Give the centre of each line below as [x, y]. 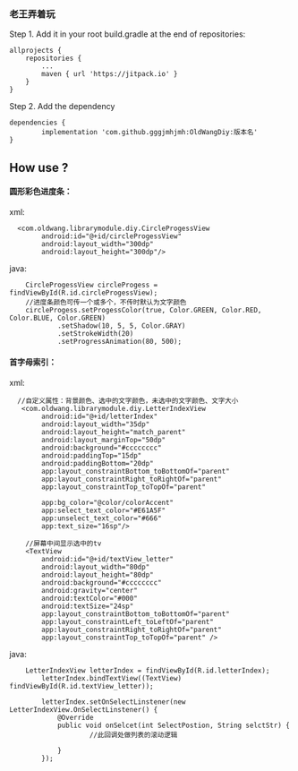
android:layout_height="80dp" [98, 575]
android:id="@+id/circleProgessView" [111, 236]
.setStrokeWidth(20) [95, 333]
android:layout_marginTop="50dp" [104, 441]
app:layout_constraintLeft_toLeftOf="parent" [128, 622]
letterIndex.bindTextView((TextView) [111, 679]
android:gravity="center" [90, 591]
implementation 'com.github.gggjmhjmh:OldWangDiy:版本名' [149, 133]
